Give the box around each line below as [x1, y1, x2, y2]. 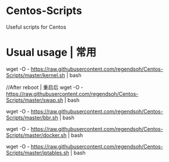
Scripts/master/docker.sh [6, 132, 67, 139]
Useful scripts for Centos [6, 23, 66, 30]
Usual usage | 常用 [6, 46, 97, 59]
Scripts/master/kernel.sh [6, 71, 65, 78]
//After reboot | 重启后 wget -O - [6, 84, 83, 91]
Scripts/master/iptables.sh [6, 149, 69, 156]
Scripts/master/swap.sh [6, 96, 64, 104]
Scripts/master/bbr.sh [6, 114, 58, 121]
